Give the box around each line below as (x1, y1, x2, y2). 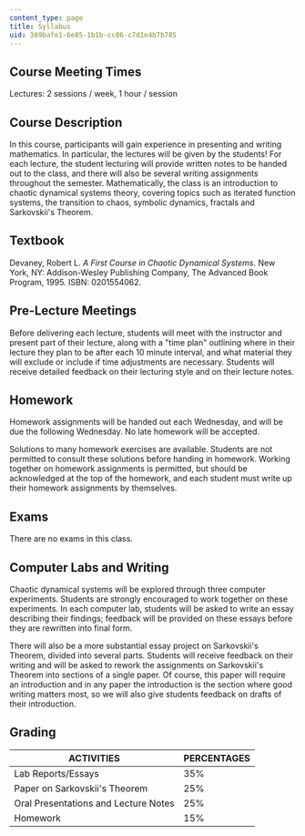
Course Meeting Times (9, 64, 142, 79)
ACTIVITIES (67, 751, 120, 764)
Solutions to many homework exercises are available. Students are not (9, 444, 273, 455)
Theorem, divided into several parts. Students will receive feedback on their (9, 650, 294, 661)
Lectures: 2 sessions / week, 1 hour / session (9, 88, 178, 99)
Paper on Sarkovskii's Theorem (14, 781, 148, 794)
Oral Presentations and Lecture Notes (14, 797, 175, 810)
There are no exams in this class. (9, 533, 134, 544)
